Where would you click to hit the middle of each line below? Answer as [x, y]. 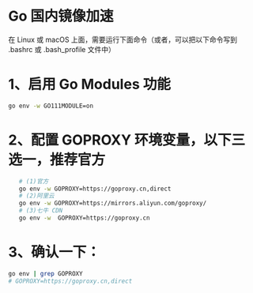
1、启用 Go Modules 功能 [90, 85]
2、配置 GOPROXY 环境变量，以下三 [127, 140]
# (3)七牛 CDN [41, 211]
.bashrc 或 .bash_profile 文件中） [62, 49]
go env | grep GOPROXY [45, 273]
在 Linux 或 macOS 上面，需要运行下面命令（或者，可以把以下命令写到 [123, 39]
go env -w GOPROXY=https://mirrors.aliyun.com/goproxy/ [113, 203]
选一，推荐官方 [57, 160]
